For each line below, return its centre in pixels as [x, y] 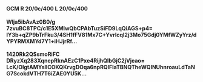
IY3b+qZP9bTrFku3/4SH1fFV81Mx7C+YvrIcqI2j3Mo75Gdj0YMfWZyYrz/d [101, 35]
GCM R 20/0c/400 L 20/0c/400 [47, 9]
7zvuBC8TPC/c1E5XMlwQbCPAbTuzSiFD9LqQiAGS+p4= [80, 29]
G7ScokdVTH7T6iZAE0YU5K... [46, 73]
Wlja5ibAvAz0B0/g [31, 22]
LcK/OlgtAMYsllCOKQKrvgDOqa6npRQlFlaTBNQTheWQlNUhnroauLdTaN [101, 67]
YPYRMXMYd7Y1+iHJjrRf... [42, 41]
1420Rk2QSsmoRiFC [33, 54]
